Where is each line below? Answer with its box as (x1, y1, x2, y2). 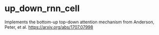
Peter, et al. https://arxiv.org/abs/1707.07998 (4, 24, 93, 30)
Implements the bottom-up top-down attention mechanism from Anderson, (4, 19, 155, 25)
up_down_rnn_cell (4, 3, 80, 14)
